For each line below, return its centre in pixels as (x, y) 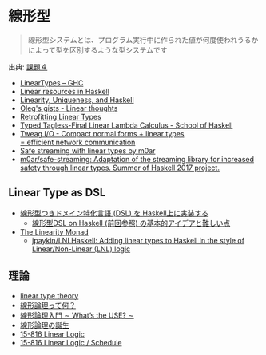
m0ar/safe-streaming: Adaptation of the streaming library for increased (137, 159)
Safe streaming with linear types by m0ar (87, 150)
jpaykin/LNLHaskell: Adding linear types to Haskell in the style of (138, 240)
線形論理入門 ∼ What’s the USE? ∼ (77, 315)
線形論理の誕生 (44, 325)
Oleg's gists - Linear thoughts (69, 108)
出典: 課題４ (28, 67)
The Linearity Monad (54, 231)
